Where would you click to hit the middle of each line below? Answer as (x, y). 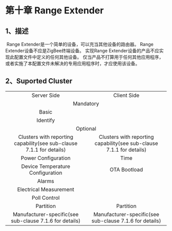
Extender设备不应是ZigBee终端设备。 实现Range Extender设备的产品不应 (82, 51)
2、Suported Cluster (39, 81)
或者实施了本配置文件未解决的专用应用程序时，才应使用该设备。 (72, 64)
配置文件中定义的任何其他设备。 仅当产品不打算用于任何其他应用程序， (89, 57)
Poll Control (46, 198)
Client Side (126, 95)
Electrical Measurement (46, 189)
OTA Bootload (126, 170)
